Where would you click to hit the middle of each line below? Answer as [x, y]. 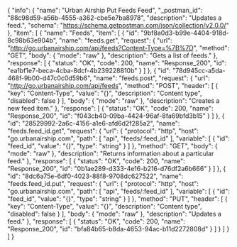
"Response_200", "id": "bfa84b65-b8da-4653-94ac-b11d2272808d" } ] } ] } [118, 229]
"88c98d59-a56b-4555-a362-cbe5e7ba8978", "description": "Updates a [115, 18]
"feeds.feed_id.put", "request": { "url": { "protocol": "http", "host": [103, 183]
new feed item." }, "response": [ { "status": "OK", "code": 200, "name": [110, 108]
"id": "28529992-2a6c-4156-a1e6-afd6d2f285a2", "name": [94, 123]
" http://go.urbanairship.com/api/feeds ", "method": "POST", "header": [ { [113, 86]
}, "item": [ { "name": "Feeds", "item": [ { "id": [73, 33]
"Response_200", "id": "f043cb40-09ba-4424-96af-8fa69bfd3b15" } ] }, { [116, 116]
